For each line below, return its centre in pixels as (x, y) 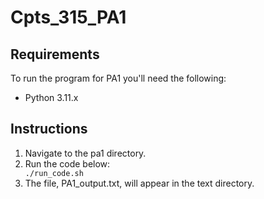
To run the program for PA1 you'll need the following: (118, 78)
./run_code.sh (54, 173)
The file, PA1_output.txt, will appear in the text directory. (139, 183)
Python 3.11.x (51, 97)
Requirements (55, 54)
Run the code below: (67, 163)
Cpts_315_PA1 (68, 17)
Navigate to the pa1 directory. (85, 153)
